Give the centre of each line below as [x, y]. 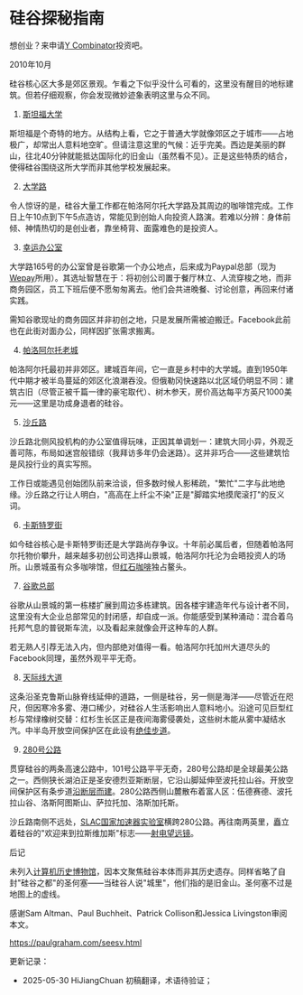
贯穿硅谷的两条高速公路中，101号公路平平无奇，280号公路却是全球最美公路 [149, 768]
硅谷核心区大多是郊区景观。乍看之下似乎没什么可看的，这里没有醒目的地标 [147, 83]
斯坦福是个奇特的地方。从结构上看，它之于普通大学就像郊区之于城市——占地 [151, 133]
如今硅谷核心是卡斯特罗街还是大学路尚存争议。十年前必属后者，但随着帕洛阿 [151, 544]
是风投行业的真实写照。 [53, 464]
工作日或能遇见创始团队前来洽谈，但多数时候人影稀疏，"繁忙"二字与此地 [143, 483]
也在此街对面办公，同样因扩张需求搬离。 [84, 330]
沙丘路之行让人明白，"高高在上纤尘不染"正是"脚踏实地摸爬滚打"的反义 [155, 494]
